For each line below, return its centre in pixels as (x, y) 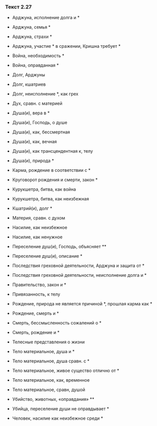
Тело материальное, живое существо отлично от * (66, 371)
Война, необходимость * (38, 56)
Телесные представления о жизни (48, 342)
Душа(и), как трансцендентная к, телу (53, 151)
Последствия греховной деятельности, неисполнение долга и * (79, 275)
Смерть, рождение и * (36, 332)
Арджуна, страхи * (32, 37)
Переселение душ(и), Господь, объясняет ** (59, 247)
